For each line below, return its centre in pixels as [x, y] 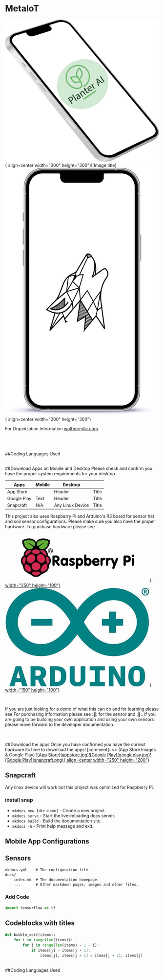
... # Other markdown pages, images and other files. [76, 885]
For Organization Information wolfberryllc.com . [52, 429]
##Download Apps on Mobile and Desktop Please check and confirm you [79, 468]
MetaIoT [22, 9]
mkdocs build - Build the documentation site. [57, 821]
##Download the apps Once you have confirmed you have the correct [75, 744]
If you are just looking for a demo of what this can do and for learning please [82, 709]
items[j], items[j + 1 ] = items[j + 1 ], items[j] [91, 955]
